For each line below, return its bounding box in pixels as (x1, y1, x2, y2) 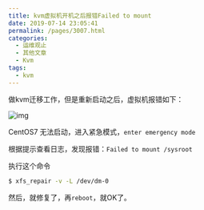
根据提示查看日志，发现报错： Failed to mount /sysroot (8, 143, 193, 153)
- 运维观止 (15, 42, 47, 50)
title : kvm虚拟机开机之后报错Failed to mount (8, 11, 152, 20)
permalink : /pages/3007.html (8, 26, 106, 34)
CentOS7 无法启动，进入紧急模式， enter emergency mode (8, 127, 196, 136)
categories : (8, 34, 48, 42)
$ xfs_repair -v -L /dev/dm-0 (8, 177, 110, 185)
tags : (8, 64, 26, 72)
